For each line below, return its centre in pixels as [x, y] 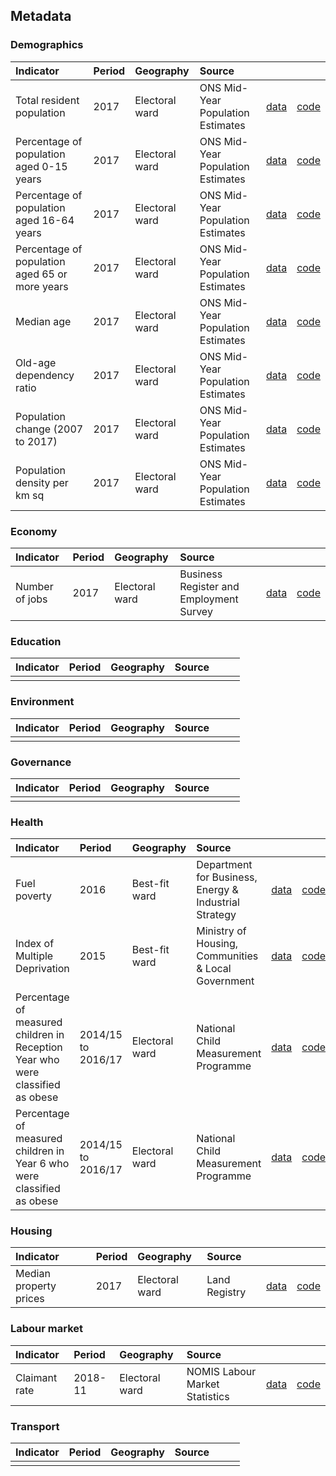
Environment [42, 702]
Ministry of [221, 931]
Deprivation [42, 969]
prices [30, 1299]
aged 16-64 [45, 220]
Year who [37, 1060]
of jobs [31, 599]
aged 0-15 [41, 166]
